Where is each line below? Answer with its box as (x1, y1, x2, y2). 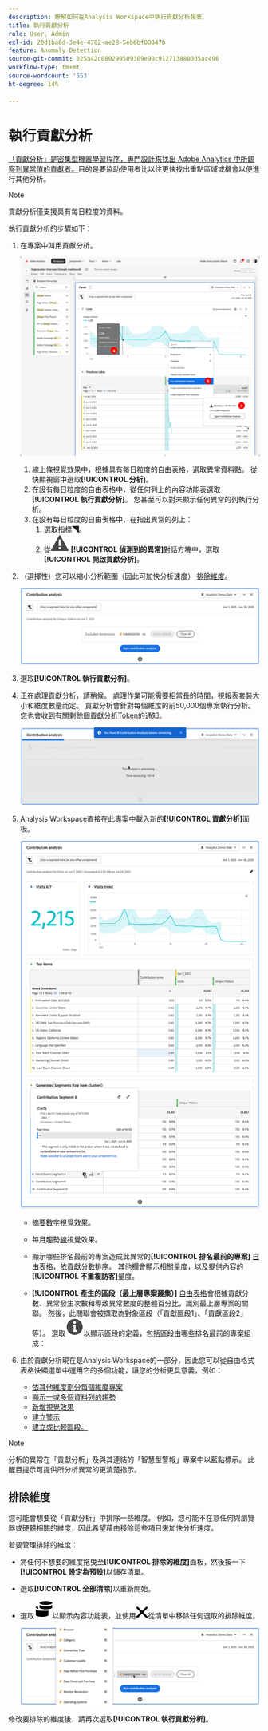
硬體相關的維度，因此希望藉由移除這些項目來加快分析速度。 (22, 1523, 218, 1533)
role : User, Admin (8, 30, 69, 38)
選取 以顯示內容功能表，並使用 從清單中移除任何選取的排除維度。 (19, 1611, 260, 1621)
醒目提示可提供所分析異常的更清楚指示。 (8, 1465, 141, 1475)
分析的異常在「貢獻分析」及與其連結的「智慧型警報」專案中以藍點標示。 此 (8, 1455, 255, 1464)
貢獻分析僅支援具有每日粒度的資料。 (8, 207, 128, 216)
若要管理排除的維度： (8, 1540, 78, 1550)
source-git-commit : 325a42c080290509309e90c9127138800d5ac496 (8, 55, 219, 63)
